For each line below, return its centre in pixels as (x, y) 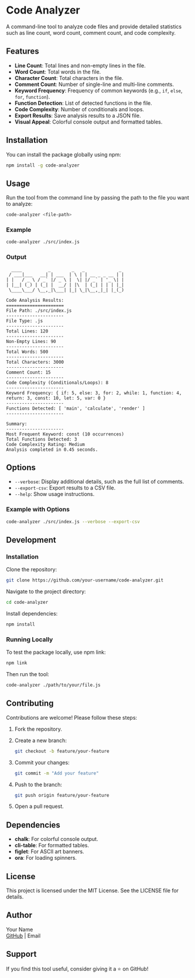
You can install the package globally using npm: (64, 154)
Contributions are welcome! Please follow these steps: (72, 717)
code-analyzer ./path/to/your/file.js (53, 685)
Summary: (17, 424)
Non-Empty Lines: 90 (31, 341)
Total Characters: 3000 (35, 362)
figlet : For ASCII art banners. (49, 851)
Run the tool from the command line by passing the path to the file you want (97, 198)
